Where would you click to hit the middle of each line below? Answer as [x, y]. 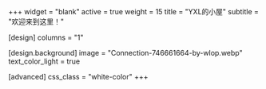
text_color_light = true [44, 61]
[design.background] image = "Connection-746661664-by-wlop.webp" [125, 53]
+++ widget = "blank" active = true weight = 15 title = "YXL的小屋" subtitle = [134, 12]
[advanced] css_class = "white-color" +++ [79, 77]
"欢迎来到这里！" [36, 21]
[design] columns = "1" [46, 37]
